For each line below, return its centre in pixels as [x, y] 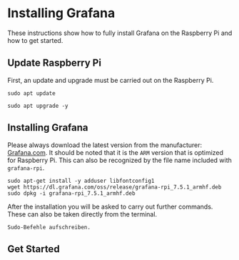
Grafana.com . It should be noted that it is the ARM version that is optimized [115, 152]
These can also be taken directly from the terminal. [82, 214]
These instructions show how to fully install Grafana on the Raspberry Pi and [120, 33]
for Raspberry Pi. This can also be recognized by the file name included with [119, 160]
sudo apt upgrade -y [38, 106]
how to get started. [35, 40]
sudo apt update [31, 93]
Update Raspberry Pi [55, 63]
